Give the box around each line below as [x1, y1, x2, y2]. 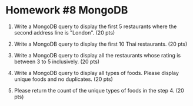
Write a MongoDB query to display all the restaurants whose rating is [14, 52, 181, 59]
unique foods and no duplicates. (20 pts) [14, 76, 113, 83]
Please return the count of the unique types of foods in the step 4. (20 [14, 87, 185, 94]
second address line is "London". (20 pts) [14, 29, 115, 36]
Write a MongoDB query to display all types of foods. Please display [14, 69, 179, 76]
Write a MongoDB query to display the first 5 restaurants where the [14, 23, 177, 30]
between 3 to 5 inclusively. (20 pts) [14, 58, 100, 65]
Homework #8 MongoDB [5, 4, 128, 17]
